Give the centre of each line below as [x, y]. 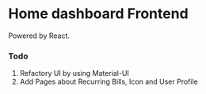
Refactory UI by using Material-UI [74, 73]
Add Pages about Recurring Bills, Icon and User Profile [109, 82]
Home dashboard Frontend [98, 14]
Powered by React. [39, 36]
